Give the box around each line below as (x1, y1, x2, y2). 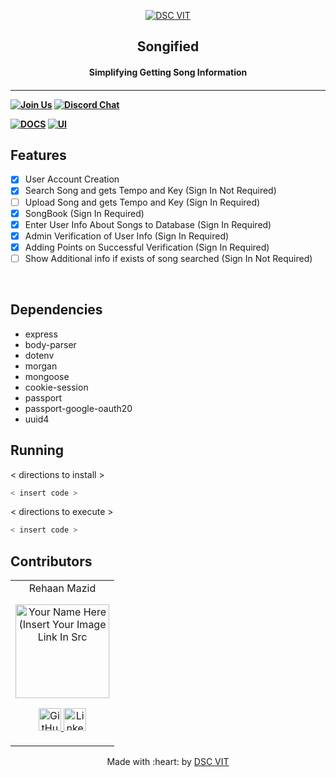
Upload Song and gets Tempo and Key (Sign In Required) (24, 196, 261, 208)
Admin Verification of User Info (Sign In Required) (24, 230, 230, 242)
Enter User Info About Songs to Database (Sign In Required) (24, 218, 272, 230)
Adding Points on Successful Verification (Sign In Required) (24, 241, 270, 253)
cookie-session (24, 381, 89, 393)
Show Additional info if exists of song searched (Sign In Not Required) (24, 252, 313, 264)
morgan (24, 360, 58, 372)
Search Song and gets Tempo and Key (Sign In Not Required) (24, 185, 277, 197)
